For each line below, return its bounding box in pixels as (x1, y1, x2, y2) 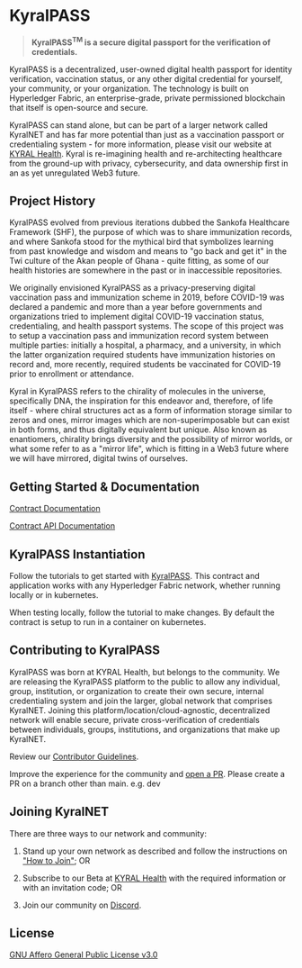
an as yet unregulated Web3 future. (9, 167, 141, 178)
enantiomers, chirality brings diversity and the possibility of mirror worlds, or (9, 434, 293, 445)
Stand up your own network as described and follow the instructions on (22, 846, 288, 856)
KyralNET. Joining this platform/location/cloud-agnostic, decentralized (9, 704, 271, 716)
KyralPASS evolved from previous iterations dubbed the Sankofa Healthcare (9, 217, 290, 228)
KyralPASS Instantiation (9, 547, 146, 562)
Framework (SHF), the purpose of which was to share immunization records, (9, 227, 293, 238)
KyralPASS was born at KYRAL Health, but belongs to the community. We (9, 666, 280, 677)
